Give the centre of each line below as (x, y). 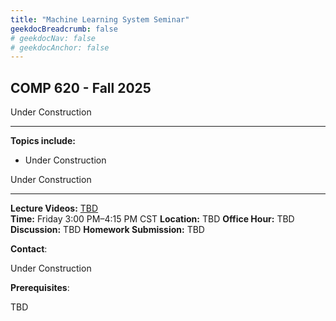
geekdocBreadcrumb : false (64, 29)
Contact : (29, 249)
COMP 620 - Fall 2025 (81, 87)
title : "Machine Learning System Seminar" (100, 19)
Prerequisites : (40, 288)
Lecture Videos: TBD (54, 208)
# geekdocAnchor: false (60, 47)
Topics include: (43, 141)
